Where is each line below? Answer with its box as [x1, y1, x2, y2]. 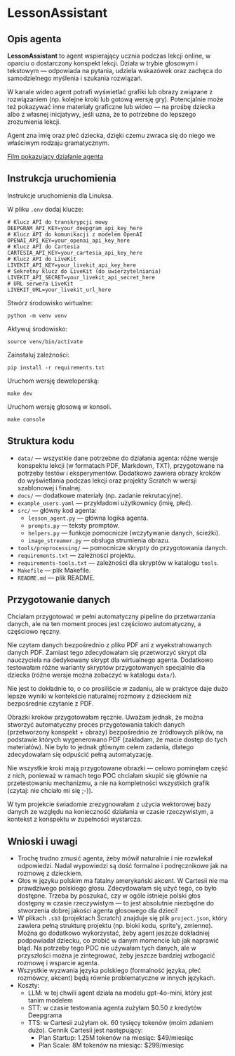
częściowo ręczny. [7, 628, 62, 636]
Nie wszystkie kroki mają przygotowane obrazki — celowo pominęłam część [7, 764, 228, 772]
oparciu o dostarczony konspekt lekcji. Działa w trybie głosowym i [7, 59, 199, 68]
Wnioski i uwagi [7, 835, 79, 847]
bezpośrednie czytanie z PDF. [7, 699, 94, 708]
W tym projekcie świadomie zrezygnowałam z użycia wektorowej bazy [7, 800, 212, 808]
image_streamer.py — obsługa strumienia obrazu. [27, 536, 170, 545]
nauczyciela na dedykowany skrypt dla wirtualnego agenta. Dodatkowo [7, 656, 214, 664]
